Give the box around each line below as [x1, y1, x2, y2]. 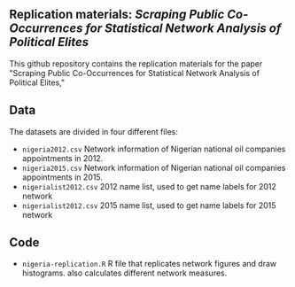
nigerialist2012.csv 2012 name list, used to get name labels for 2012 [21, 181, 277, 191]
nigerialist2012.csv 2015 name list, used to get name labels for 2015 [21, 199, 276, 211]
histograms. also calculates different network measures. [21, 268, 228, 278]
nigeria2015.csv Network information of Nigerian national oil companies [21, 162, 286, 173]
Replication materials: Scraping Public [9, 7, 225, 22]
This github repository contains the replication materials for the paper [9, 58, 263, 69]
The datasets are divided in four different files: [9, 126, 179, 136]
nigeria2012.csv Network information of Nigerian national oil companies [21, 143, 286, 154]
